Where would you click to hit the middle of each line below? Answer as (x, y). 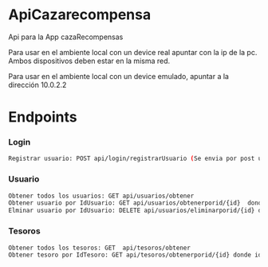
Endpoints (43, 117)
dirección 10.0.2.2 (37, 85)
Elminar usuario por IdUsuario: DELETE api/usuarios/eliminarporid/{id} (132, 211)
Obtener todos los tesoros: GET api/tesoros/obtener (100, 248)
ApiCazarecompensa (80, 15)
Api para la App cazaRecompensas (66, 37)
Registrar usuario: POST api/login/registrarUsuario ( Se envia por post (132, 159)
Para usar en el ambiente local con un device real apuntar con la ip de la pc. (133, 52)
